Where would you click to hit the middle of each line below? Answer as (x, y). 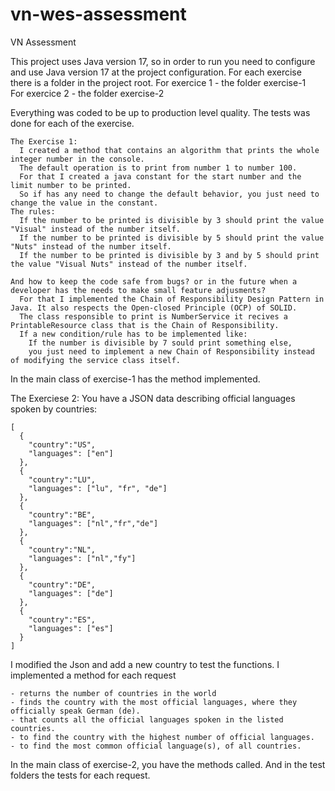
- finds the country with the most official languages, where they (154, 702)
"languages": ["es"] (71, 628)
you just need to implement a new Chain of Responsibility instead (171, 351)
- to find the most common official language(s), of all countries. (156, 746)
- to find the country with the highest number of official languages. (162, 737)
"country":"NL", (62, 549)
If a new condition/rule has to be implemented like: (133, 334)
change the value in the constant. (84, 203)
